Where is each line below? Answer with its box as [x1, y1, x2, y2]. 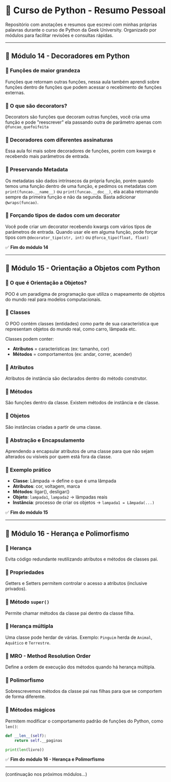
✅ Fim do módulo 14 [5, 244, 48, 250]
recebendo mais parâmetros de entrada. [5, 153, 90, 159]
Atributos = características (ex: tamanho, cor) [12, 346, 109, 352]
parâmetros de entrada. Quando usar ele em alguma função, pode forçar [5, 229, 158, 235]
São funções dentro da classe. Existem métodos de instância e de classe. [5, 400, 160, 406]
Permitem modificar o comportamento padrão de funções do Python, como [5, 718, 164, 724]
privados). [5, 585, 27, 592]
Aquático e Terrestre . [5, 639, 51, 646]
